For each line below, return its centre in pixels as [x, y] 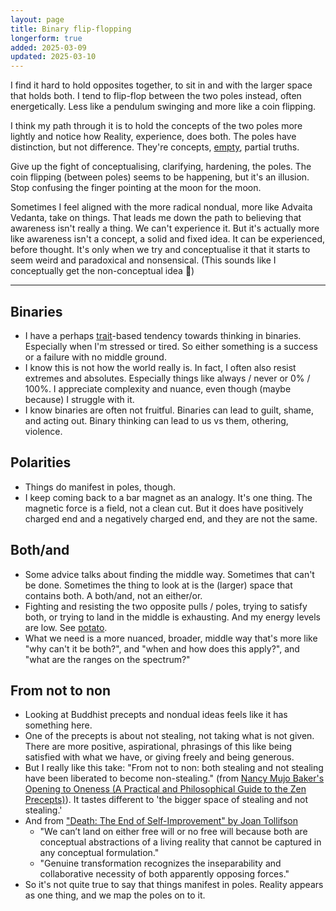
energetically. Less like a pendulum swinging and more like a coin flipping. [163, 107]
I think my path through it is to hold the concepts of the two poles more [156, 126]
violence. [43, 431]
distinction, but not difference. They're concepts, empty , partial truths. [155, 147]
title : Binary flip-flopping [71, 29]
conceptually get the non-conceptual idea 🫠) [102, 271]
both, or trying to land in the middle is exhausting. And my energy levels [172, 617]
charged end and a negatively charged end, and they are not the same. [171, 518]
